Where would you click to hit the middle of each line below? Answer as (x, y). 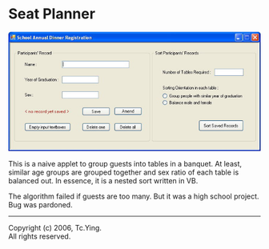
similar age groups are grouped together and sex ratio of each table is (124, 172)
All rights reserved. (40, 236)
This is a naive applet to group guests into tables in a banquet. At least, (125, 164)
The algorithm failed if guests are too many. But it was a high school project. (134, 196)
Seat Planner (52, 14)
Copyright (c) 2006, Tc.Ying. (55, 228)
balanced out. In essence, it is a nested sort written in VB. (103, 181)
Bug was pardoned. (41, 205)
